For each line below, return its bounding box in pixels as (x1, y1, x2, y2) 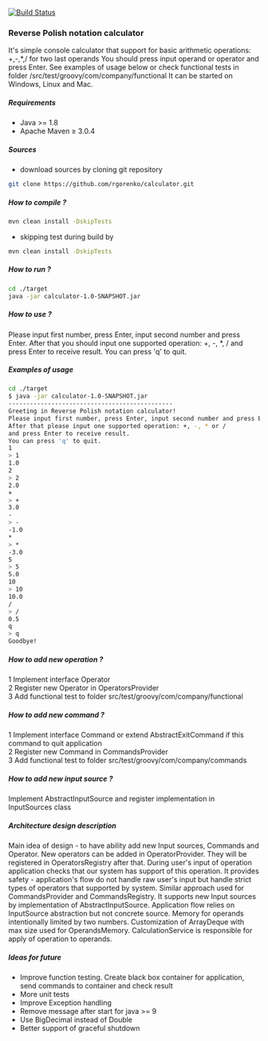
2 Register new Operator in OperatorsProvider (8, 683, 160, 693)
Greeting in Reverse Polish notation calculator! (8, 407, 177, 415)
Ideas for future (8, 952, 61, 962)
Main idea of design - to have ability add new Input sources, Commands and (8, 841, 259, 850)
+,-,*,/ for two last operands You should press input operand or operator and (8, 54, 259, 64)
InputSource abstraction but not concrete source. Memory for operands (8, 908, 245, 918)
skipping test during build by (19, 232, 114, 241)
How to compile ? (8, 197, 67, 207)
